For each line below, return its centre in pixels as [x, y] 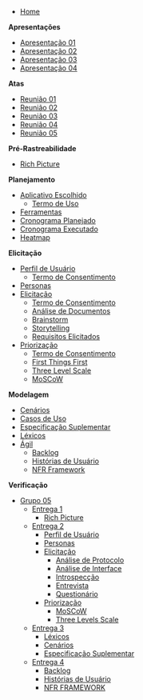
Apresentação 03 [48, 60]
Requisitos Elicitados [66, 336]
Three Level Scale [62, 370]
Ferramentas [41, 212]
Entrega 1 [47, 509]
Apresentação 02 [48, 51]
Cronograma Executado [59, 229]
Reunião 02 [39, 108]
